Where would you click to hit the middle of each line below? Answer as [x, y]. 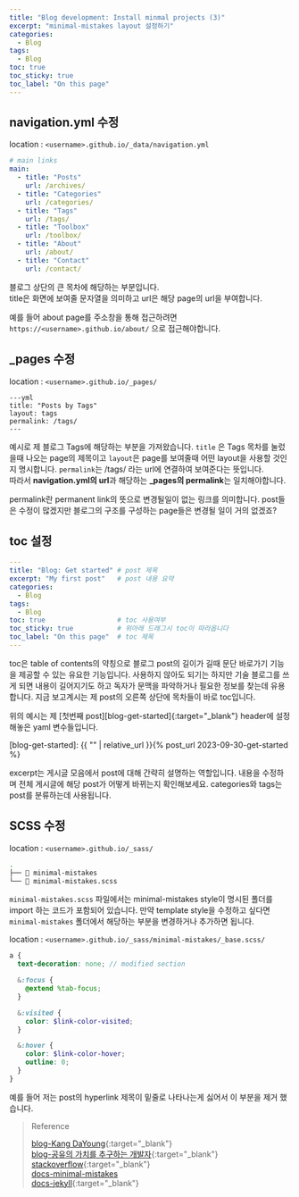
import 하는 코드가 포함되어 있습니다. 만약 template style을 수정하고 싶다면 [140, 910]
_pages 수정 [42, 360]
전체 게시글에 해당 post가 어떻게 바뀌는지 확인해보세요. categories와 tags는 [150, 783]
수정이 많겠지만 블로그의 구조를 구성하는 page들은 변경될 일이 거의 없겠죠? [148, 510]
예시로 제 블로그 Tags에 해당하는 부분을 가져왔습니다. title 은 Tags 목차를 [139, 447]
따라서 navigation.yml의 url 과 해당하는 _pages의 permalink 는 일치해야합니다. [148, 480]
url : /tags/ [47, 219]
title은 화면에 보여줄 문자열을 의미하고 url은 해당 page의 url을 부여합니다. [136, 298]
